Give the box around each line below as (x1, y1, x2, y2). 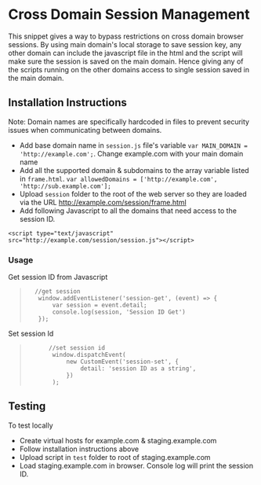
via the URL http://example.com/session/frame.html (19, 197, 187, 207)
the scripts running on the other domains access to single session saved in (8, 64, 249, 74)
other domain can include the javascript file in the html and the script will (8, 48, 243, 57)
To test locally (8, 421, 53, 430)
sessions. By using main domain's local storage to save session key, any (8, 39, 241, 49)
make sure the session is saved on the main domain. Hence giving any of (8, 57, 244, 66)
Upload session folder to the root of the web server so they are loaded (19, 189, 247, 198)
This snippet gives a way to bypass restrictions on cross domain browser (8, 31, 245, 41)
